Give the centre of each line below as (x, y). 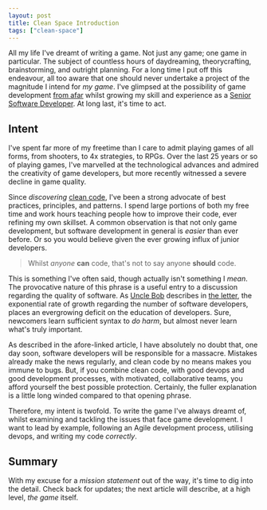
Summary (33, 461)
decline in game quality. (47, 182)
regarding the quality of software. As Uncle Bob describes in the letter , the (130, 296)
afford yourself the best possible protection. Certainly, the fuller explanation (133, 387)
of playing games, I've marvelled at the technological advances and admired (133, 165)
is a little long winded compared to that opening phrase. (100, 395)
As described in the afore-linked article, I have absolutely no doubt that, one (133, 345)
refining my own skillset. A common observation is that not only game (123, 223)
